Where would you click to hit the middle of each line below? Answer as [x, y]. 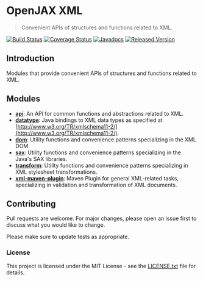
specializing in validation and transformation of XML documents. [96, 185]
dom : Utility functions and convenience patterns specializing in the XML [106, 139]
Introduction [30, 59]
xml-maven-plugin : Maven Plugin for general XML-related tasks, [97, 178]
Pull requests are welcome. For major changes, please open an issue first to [101, 219]
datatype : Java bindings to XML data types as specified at [89, 120]
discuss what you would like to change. [56, 225]
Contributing [31, 204]
